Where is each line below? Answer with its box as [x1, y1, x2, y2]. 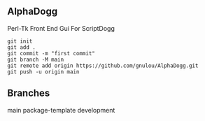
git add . [7, 43, 36, 51]
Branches [7, 87, 50, 99]
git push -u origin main [7, 68, 80, 76]
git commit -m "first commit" [7, 50, 96, 57]
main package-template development [7, 106, 115, 114]
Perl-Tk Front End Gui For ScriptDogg [7, 24, 115, 32]
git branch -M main [7, 56, 64, 63]
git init [7, 38, 33, 45]
